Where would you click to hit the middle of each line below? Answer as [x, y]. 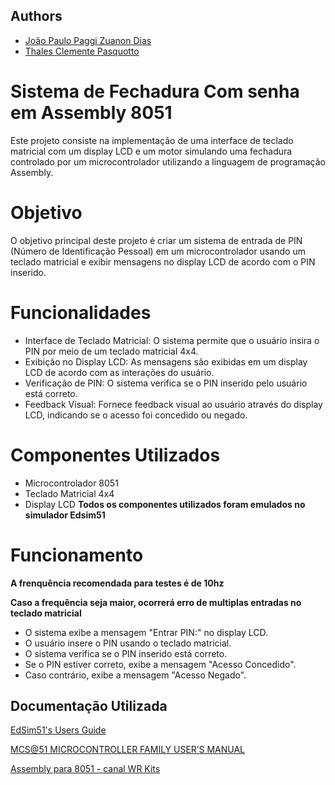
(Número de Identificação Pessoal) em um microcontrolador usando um [158, 251]
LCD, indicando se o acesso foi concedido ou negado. [136, 415]
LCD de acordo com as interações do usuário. [119, 372]
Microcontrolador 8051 [71, 483]
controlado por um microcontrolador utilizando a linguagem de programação [168, 161]
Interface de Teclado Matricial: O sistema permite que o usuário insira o [172, 340]
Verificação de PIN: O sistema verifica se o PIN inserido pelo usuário [166, 383]
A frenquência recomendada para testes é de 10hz [117, 583]
